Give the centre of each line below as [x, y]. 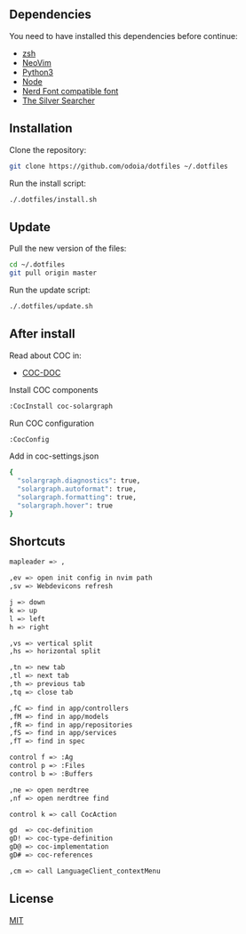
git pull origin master [53, 273]
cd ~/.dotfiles [37, 265]
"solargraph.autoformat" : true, [77, 489]
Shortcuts [37, 542]
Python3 [37, 72]
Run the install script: [48, 183]
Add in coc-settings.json [54, 456]
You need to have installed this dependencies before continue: [123, 36]
